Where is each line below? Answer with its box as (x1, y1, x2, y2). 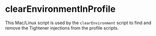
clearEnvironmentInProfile (5, 3, 116, 15)
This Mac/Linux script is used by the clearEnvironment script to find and (5, 20, 152, 26)
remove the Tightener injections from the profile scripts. (5, 25, 119, 31)
